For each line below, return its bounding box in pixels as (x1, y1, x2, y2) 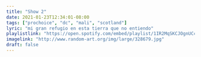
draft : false (6, 42, 39, 48)
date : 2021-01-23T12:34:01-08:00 (6, 14, 90, 20)
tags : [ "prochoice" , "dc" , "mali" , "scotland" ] (6, 20, 127, 26)
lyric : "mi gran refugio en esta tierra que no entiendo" (6, 25, 154, 31)
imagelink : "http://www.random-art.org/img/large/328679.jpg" (6, 36, 165, 42)
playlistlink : (6, 31, 42, 37)
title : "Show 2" (6, 8, 47, 15)
